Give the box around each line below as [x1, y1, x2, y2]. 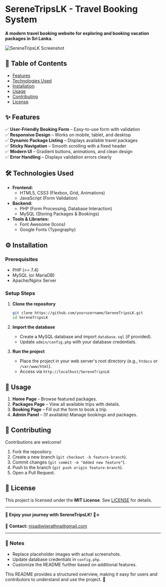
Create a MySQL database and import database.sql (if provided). [19, 334, 152, 340]
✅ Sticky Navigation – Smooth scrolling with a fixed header [5, 143, 126, 149]
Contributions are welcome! [5, 439, 62, 445]
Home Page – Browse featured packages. [12, 396, 97, 402]
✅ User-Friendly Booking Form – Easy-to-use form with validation [5, 126, 140, 132]
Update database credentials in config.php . [12, 556, 101, 562]
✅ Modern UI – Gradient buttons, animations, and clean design [5, 148, 133, 154]
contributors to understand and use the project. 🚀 [5, 576, 106, 582]
